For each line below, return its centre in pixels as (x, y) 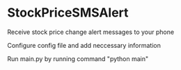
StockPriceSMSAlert (68, 13)
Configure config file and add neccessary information (84, 45)
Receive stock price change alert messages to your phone (91, 32)
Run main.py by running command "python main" (78, 59)
